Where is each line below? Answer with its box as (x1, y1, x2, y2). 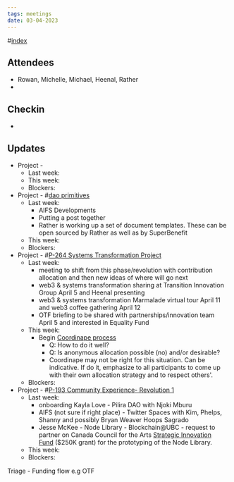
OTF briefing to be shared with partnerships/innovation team (38, 311, 215, 319)
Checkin (7, 103, 45, 115)
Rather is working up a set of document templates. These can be (38, 221, 227, 229)
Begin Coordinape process (38, 333, 116, 342)
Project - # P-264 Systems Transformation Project (17, 251, 162, 259)
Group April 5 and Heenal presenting (38, 288, 145, 297)
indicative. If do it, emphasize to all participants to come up (49, 363, 221, 371)
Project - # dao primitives (17, 191, 90, 199)
